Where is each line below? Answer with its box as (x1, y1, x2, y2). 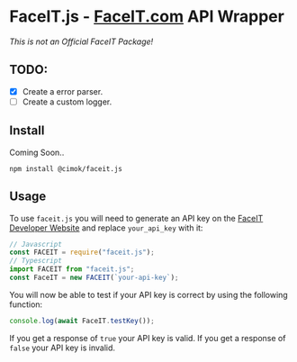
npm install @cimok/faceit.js (9, 164, 123, 173)
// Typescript (9, 257, 63, 266)
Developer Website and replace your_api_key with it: (9, 222, 203, 233)
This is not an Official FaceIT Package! (9, 36, 154, 47)
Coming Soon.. (9, 147, 65, 158)
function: (9, 299, 43, 310)
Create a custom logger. (22, 96, 112, 107)
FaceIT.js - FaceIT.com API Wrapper (9, 6, 285, 27)
